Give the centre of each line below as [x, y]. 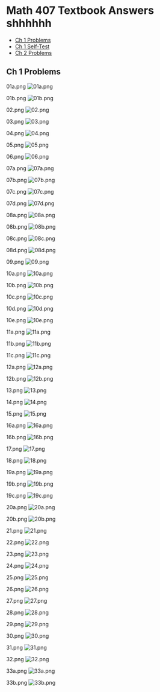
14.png [14, 402]
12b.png [16, 378]
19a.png [16, 472]
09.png [15, 262]
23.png [15, 554]
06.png [15, 156]
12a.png [16, 367]
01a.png [16, 86]
